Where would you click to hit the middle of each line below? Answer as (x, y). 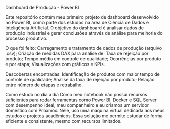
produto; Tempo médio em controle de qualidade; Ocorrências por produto (83, 59)
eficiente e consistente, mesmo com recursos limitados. (63, 121)
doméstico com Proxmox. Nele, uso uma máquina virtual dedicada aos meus (85, 111)
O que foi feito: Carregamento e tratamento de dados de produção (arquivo (84, 48)
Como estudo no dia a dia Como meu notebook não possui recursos (76, 94)
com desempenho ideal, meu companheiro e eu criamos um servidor (77, 105)
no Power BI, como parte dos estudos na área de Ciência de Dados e (77, 22)
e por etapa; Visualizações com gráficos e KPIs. (55, 64)
